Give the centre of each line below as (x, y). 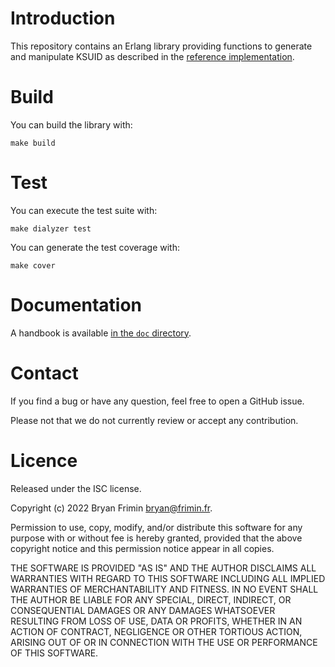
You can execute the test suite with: (84, 210)
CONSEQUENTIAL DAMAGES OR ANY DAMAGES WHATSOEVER (143, 610)
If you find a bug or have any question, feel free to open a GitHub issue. (157, 401)
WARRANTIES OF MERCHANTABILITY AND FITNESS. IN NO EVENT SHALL (164, 589)
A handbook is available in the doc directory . (101, 333)
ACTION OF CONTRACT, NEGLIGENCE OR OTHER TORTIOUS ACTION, (156, 631)
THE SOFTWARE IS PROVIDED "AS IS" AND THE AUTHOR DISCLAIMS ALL (163, 568)
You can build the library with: (71, 124)
